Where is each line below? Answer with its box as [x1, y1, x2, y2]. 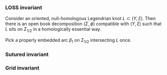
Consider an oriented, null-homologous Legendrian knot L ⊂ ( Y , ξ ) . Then [5, 16, 156, 22]
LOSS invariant [5, 4, 43, 11]
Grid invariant [5, 64, 39, 71]
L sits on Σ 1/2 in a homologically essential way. [5, 26, 102, 34]
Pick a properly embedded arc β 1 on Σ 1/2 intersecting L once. [5, 37, 132, 44]
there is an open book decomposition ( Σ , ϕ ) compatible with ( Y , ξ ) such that [5, 21, 162, 27]
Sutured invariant [5, 51, 49, 58]
